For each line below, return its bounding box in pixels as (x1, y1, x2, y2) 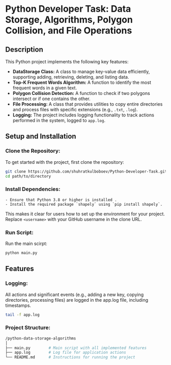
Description (5, 45, 43, 54)
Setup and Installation (5, 132, 76, 141)
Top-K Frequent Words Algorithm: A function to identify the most (12, 80, 151, 85)
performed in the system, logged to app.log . (12, 117, 106, 123)
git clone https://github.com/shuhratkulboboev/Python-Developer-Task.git (5, 169, 167, 174)
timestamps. (5, 302, 32, 308)
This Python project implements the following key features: (5, 59, 129, 64)
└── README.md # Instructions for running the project (5, 355, 136, 360)
